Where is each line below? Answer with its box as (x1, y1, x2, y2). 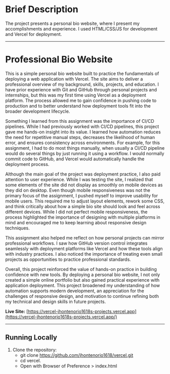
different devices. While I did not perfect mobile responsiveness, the (5, 209, 148, 215)
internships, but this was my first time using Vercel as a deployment (5, 92, 146, 98)
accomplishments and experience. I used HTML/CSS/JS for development (5, 25, 158, 31)
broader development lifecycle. (5, 108, 70, 114)
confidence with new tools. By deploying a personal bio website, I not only (5, 271, 160, 278)
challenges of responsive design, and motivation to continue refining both (5, 293, 159, 299)
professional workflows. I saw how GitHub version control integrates (5, 240, 148, 246)
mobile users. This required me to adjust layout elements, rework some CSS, (5, 198, 164, 204)
